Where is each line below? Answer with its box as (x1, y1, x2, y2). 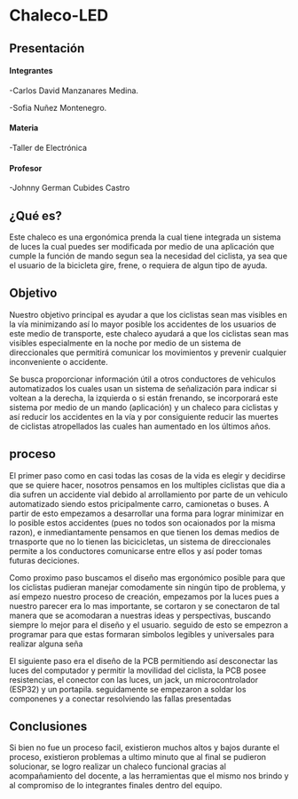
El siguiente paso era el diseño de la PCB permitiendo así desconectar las (9, 655, 278, 666)
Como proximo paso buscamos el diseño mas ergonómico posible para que (9, 572, 286, 582)
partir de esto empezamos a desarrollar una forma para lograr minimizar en (9, 508, 284, 518)
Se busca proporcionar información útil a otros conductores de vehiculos (9, 374, 277, 384)
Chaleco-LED (9, 5, 109, 26)
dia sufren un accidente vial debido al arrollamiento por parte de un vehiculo (9, 489, 288, 500)
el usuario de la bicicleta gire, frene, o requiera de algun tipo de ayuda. (9, 260, 268, 271)
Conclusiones (9, 719, 88, 734)
